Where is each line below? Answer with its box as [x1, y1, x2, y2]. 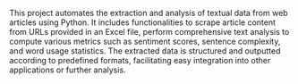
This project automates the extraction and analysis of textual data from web [9, 8, 288, 18]
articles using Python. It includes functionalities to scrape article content [9, 17, 276, 28]
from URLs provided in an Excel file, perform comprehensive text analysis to [9, 27, 290, 37]
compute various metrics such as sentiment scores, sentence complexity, [9, 36, 281, 46]
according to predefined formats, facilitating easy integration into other [9, 55, 271, 65]
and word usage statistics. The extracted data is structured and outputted [9, 46, 281, 56]
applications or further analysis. [9, 64, 127, 75]
